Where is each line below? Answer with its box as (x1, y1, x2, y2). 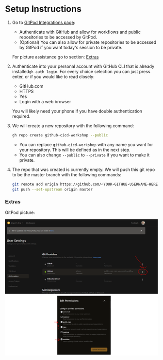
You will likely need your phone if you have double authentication (12, 108, 142, 114)
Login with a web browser (19, 98, 71, 104)
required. (12, 113, 31, 119)
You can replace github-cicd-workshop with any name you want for (19, 141, 153, 147)
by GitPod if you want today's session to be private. (19, 44, 123, 50)
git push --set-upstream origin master (12, 187, 93, 192)
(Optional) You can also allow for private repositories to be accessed (19, 39, 157, 45)
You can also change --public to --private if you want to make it (19, 152, 150, 158)
